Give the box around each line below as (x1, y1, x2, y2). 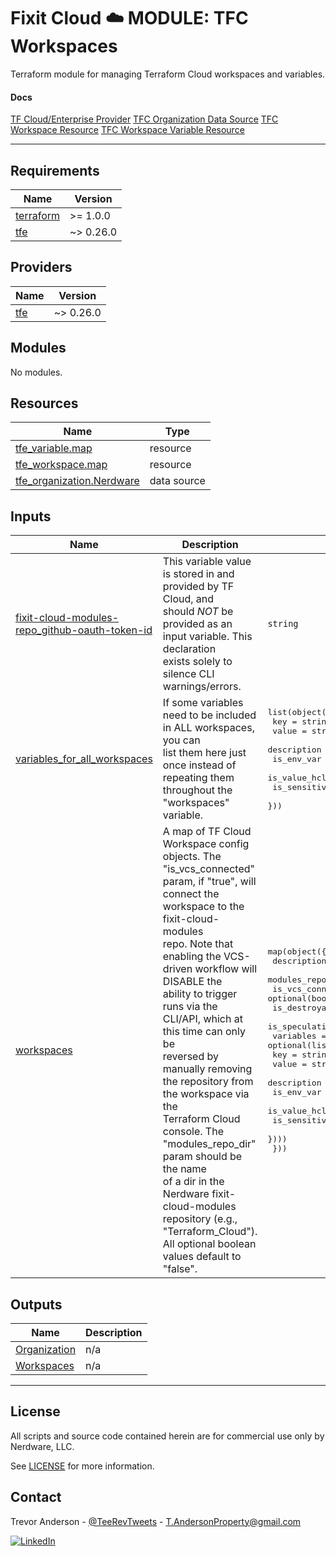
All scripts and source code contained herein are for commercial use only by (10, 1430, 325, 1442)
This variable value (162, 555, 252, 569)
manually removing (162, 1062, 253, 1076)
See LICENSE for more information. (10, 1460, 155, 1472)
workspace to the (162, 900, 245, 914)
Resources (10, 395, 79, 412)
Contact (10, 1489, 62, 1506)
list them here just (162, 746, 247, 760)
